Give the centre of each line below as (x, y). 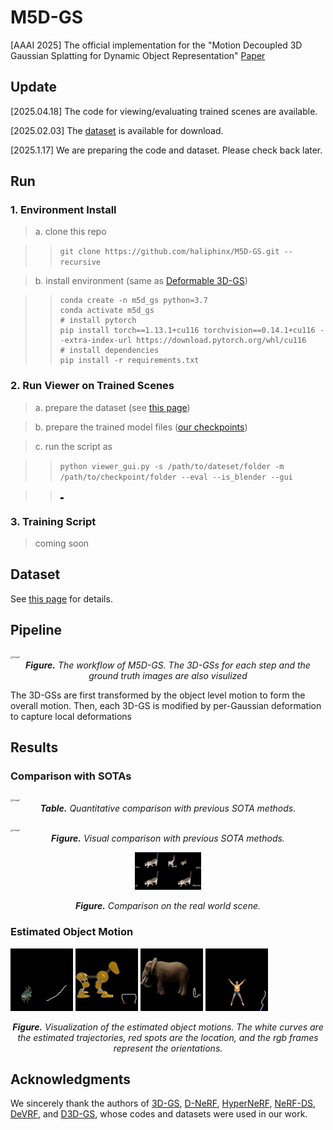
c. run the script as (73, 446)
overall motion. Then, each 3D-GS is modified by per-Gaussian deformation (166, 705)
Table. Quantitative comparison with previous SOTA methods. (168, 808)
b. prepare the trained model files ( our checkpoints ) (141, 427)
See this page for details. (61, 598)
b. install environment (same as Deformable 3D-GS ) (141, 281)
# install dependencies (109, 351)
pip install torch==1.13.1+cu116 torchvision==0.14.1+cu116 (187, 331)
